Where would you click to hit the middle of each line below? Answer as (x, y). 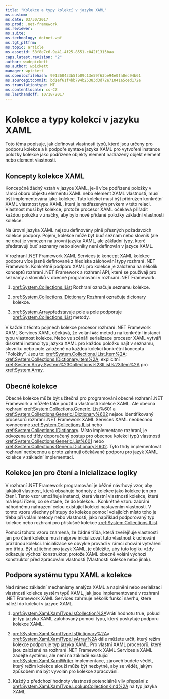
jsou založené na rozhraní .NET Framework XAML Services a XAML (82, 650)
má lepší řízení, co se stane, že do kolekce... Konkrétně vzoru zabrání (77, 501)
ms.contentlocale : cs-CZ (31, 90)
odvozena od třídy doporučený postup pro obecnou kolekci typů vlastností (83, 436)
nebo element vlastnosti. (31, 160)
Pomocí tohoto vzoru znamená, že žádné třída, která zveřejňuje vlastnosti (81, 532)
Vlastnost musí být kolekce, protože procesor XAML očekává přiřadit (77, 209)
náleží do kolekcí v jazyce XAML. (39, 603)
